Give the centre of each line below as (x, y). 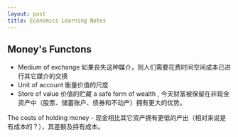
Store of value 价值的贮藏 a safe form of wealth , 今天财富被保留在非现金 (123, 94)
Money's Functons (50, 49)
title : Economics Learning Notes (57, 21)
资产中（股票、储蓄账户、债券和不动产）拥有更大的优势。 (102, 103)
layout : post (27, 14)
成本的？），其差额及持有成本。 (59, 127)
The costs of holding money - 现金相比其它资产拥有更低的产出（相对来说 (114, 118)
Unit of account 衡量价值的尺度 (63, 85)
